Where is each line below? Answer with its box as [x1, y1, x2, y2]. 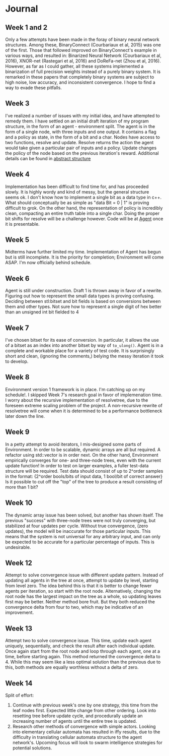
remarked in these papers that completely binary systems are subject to [5, 74, 154, 80]
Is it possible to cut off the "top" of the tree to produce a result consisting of [5, 478, 162, 484]
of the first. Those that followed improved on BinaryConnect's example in [5, 47, 157, 53]
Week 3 [5, 99, 30, 108]
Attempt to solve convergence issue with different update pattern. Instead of [5, 572, 164, 578]
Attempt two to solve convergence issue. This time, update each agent [5, 638, 152, 644]
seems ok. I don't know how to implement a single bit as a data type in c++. [5, 194, 162, 200]
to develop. [5, 358, 29, 364]
